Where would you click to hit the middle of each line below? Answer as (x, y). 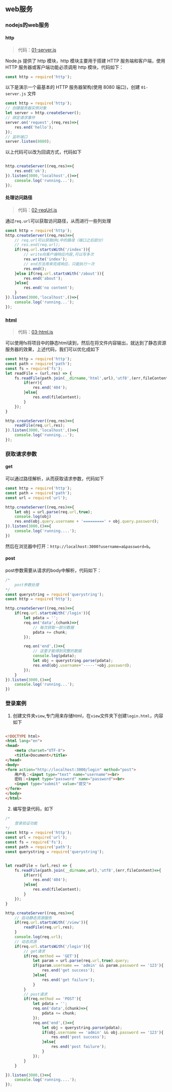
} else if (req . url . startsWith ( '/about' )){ (59, 274)
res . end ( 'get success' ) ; (68, 970)
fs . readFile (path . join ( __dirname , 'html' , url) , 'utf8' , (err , (79, 378)
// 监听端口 (17, 137)
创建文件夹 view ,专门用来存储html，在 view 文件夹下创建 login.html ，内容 (88, 716)
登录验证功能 (26, 823)
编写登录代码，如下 (33, 809)
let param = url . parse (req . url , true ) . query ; (81, 961)
